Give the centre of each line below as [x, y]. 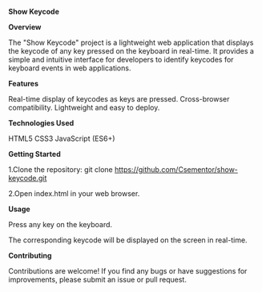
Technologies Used [41, 123]
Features [23, 84]
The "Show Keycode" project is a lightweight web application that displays [131, 42]
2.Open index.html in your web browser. [74, 194]
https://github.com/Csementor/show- [177, 170]
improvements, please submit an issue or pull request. [97, 280]
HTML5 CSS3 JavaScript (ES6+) [62, 138]
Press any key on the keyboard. [60, 224]
